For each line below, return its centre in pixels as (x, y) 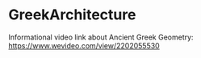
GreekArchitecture (72, 15)
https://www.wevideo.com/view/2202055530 (84, 45)
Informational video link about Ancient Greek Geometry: (101, 37)
